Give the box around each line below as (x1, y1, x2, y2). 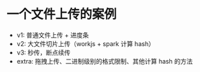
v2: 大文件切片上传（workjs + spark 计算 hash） (16, 39, 155, 48)
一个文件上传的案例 (6, 6, 117, 22)
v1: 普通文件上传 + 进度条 (16, 31, 89, 39)
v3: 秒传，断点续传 (16, 48, 71, 57)
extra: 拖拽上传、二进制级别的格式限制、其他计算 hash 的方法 (16, 57, 193, 65)
